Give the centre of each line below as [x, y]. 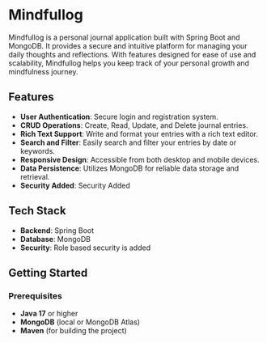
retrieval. [35, 176]
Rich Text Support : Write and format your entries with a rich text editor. [139, 133]
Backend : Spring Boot [57, 230]
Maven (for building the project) [73, 331]
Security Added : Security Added [75, 185]
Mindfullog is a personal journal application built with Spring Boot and [124, 37]
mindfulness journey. [43, 71]
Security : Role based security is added [85, 248]
